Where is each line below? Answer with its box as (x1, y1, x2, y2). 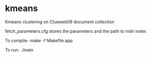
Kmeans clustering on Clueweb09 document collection (5, 19, 115, 25)
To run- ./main (5, 47, 34, 53)
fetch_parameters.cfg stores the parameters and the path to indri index (5, 28, 147, 34)
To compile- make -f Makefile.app (5, 37, 73, 43)
